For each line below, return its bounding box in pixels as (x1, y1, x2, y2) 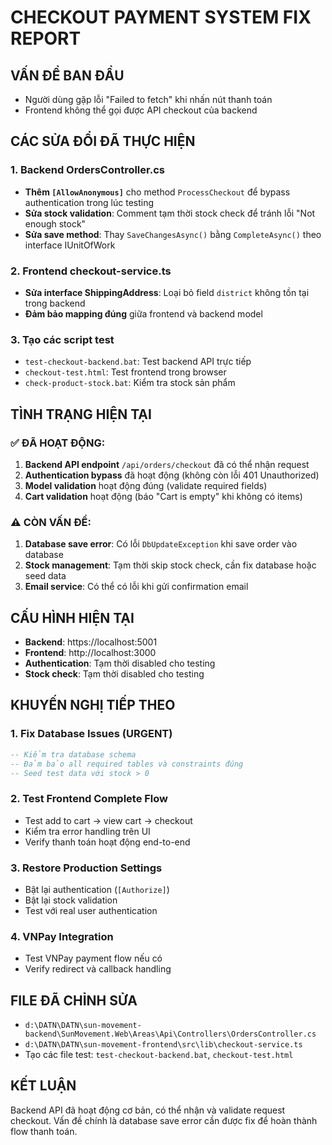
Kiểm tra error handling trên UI (24, 825, 151, 837)
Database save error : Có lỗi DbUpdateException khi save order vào (24, 538, 298, 550)
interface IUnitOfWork (24, 239, 116, 251)
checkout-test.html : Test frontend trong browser (24, 366, 227, 378)
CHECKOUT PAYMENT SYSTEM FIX (10, 6, 312, 29)
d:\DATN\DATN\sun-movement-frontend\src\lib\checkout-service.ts (24, 1040, 303, 1050)
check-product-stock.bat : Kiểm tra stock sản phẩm (24, 377, 236, 389)
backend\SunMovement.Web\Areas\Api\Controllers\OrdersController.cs (24, 1029, 317, 1040)
